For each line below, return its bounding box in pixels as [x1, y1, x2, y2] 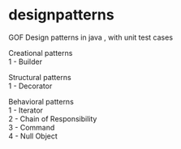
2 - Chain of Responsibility [8, 113, 97, 123]
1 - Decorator [8, 81, 53, 91]
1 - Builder [8, 57, 43, 66]
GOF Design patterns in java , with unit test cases [8, 32, 173, 42]
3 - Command [8, 122, 55, 132]
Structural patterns [8, 72, 71, 82]
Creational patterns [8, 48, 73, 57]
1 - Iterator [8, 105, 43, 115]
